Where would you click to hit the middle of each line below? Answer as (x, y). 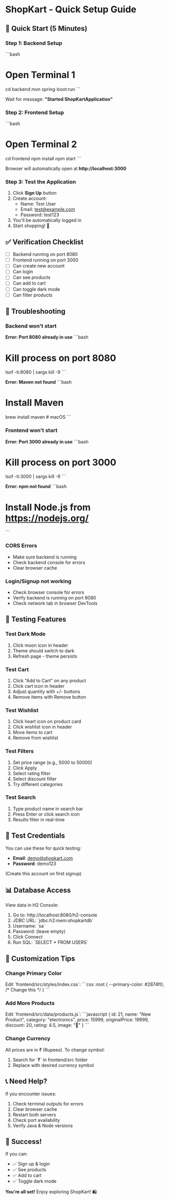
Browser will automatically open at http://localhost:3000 (66, 168)
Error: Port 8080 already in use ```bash (47, 337)
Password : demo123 (34, 864)
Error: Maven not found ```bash (38, 382)
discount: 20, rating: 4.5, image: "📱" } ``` (47, 1025)
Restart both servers (34, 1114)
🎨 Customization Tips (40, 958)
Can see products (31, 277)
